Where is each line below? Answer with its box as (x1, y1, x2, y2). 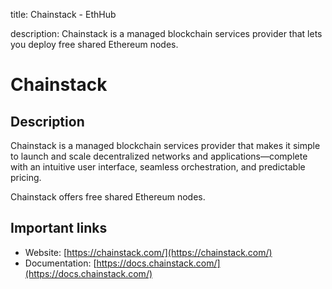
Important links (10, 220, 108, 237)
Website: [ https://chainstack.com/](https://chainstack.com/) (24, 246, 273, 258)
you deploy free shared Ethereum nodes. (10, 39, 179, 50)
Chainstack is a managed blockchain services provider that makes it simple (10, 140, 321, 151)
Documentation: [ (24, 257, 97, 269)
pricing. (10, 172, 42, 183)
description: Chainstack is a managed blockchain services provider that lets (10, 28, 323, 39)
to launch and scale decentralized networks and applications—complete (10, 150, 308, 162)
